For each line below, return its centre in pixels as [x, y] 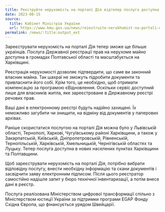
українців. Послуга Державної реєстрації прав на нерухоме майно [76, 52]
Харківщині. [17, 62]
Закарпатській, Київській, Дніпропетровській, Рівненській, [67, 138]
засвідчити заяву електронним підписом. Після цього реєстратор [74, 174]
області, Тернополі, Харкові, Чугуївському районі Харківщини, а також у [81, 133]
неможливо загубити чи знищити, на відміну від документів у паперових [82, 113]
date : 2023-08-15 [23, 14]
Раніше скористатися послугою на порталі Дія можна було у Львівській [81, 128]
